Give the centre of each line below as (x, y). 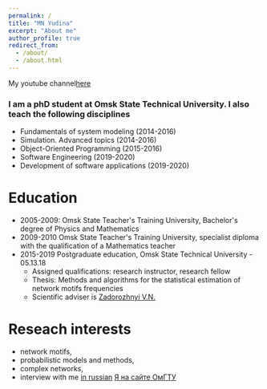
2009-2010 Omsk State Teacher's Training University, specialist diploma (139, 237)
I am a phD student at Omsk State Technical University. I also (129, 103)
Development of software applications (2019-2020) (105, 166)
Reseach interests (70, 329)
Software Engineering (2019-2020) (77, 157)
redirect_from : (34, 46)
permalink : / (30, 16)
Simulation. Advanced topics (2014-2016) (88, 140)
